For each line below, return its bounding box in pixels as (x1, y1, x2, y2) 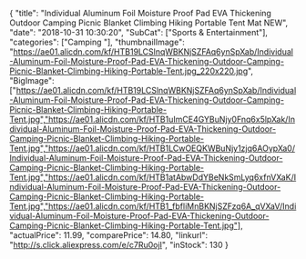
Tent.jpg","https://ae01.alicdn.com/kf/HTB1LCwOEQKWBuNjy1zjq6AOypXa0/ (9, 143, 296, 154)
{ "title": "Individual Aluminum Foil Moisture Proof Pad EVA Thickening (9, 8, 271, 18)
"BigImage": (9, 75, 55, 85)
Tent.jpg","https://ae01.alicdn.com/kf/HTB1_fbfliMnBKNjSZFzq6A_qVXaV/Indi (9, 201, 297, 212)
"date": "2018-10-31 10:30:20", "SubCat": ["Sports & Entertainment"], (9, 27, 269, 37)
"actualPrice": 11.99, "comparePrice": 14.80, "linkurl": (9, 230, 208, 240)
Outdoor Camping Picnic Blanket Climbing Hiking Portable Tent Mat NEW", (9, 17, 289, 28)
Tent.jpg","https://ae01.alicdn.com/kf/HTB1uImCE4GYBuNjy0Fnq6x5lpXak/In (9, 114, 296, 125)
